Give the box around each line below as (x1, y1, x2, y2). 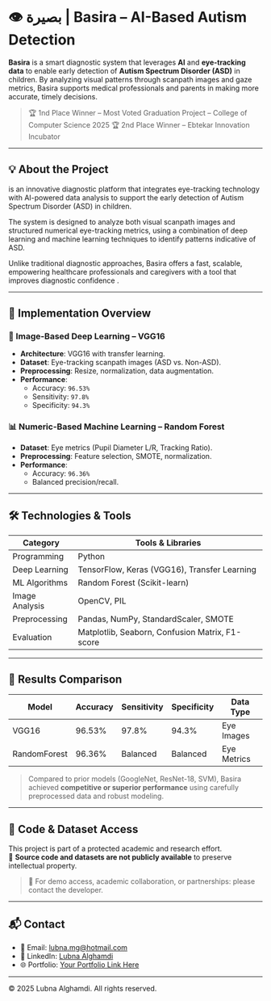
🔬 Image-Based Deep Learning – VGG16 (8, 330, 165, 342)
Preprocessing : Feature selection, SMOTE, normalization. (19, 451, 212, 461)
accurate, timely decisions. (8, 91, 98, 101)
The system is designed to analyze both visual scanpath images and (8, 217, 236, 226)
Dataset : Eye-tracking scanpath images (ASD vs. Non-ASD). (19, 358, 222, 368)
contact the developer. (27, 885, 103, 895)
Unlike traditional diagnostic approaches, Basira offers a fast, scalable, (8, 258, 243, 268)
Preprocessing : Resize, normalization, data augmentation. (19, 366, 215, 376)
